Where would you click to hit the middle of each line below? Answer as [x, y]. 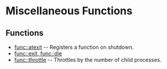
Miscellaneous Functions [69, 11]
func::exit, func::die [38, 54]
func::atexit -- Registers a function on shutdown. [74, 47]
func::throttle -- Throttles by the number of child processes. [88, 60]
